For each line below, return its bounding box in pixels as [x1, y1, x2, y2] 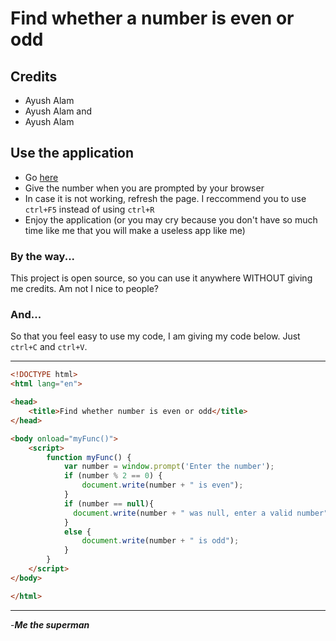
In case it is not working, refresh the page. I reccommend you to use [24, 192, 307, 204]
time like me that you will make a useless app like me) [24, 224, 246, 236]
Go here [24, 171, 59, 183]
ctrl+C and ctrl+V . [10, 341, 88, 353]
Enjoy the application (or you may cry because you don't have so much [24, 213, 318, 226]
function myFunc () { [46, 452, 132, 462]
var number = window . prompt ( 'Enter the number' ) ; [63, 462, 275, 472]
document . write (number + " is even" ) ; [81, 480, 244, 491]
